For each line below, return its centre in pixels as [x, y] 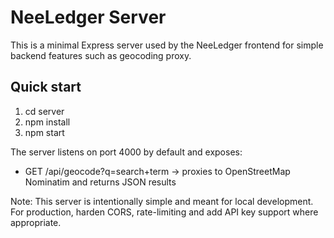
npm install [47, 122]
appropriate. [36, 222]
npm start [44, 132]
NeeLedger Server [88, 17]
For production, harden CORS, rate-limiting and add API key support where [164, 212]
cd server [44, 111]
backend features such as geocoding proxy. [101, 55]
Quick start [46, 87]
